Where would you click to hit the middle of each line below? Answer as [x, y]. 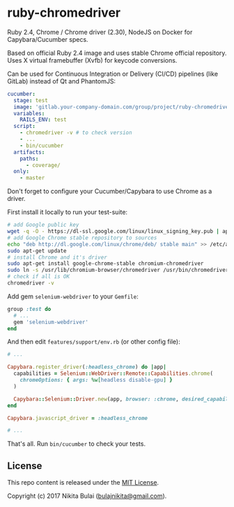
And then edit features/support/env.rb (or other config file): [94, 341]
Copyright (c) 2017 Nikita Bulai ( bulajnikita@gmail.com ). [87, 496]
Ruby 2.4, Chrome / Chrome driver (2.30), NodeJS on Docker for [100, 32]
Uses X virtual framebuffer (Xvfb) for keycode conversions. [92, 60]
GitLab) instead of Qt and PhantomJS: [62, 81]
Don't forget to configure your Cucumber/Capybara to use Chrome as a [110, 191]
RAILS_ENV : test [44, 120]
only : [22, 172]
